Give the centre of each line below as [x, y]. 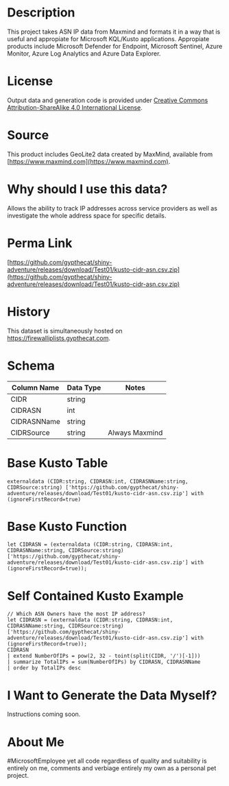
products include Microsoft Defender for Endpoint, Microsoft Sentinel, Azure [115, 46]
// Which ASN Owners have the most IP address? [76, 614]
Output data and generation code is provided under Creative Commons [108, 100]
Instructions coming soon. [44, 714]
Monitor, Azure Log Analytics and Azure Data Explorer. [84, 53]
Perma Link [40, 243]
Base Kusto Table [58, 463]
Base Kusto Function [67, 526]
